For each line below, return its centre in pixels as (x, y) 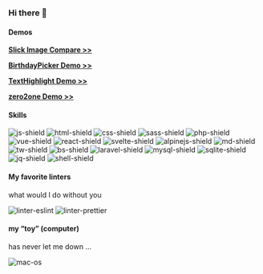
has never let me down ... (50, 246)
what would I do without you (55, 194)
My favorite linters (40, 177)
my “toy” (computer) (44, 229)
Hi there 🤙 (28, 13)
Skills (18, 115)
